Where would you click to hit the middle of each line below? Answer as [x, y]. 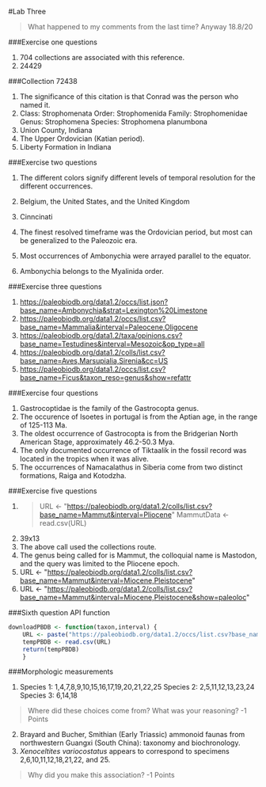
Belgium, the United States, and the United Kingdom [104, 202]
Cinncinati [36, 217]
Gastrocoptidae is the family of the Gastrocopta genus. [109, 408]
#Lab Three [27, 11]
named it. [35, 105]
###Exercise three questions [55, 287]
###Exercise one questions [53, 42]
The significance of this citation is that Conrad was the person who [129, 97]
